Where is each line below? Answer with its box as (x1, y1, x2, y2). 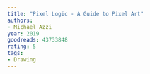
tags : (7, 50, 23, 57)
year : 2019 (7, 30, 40, 37)
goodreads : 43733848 (7, 37, 69, 44)
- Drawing (7, 56, 37, 63)
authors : (7, 17, 33, 24)
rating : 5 (7, 43, 37, 50)
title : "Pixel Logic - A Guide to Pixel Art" (7, 10, 144, 18)
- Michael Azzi (7, 23, 52, 30)
